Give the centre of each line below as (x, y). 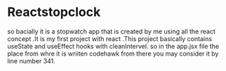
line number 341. (32, 61)
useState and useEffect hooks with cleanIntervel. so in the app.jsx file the (113, 46)
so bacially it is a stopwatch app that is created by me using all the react (111, 31)
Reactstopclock (54, 12)
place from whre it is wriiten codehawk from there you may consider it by (113, 54)
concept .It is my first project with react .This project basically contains (110, 38)
